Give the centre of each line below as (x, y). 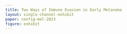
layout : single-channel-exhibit (40, 14)
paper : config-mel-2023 (31, 19)
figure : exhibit (22, 24)
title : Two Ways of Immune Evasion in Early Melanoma (64, 10)
